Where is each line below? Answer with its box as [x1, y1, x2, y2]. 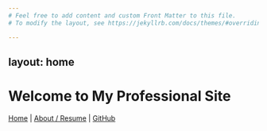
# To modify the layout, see [8, 19, 105, 27]
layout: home [8, 55, 75, 68]
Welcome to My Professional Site [8, 87, 231, 106]
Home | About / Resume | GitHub [8, 113, 116, 123]
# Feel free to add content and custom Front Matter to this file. [8, 11, 237, 20]
